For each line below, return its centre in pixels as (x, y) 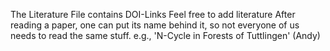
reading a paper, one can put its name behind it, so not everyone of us (155, 25)
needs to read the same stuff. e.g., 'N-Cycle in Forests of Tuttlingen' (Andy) (165, 35)
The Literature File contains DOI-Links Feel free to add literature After (153, 14)
